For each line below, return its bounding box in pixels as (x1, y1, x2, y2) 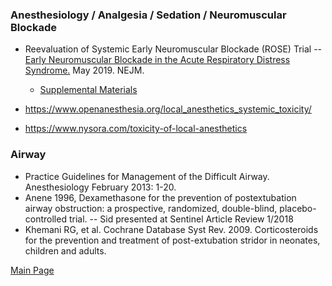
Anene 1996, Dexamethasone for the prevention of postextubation (24, 191, 297, 203)
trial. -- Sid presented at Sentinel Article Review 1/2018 (68, 213, 294, 225)
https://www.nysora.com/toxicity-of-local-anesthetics (24, 123, 248, 135)
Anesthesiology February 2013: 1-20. (24, 181, 177, 193)
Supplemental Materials (39, 84, 138, 96)
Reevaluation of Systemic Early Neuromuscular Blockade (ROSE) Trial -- (24, 43, 323, 55)
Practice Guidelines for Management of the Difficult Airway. (24, 170, 270, 182)
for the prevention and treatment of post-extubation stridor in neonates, (24, 234, 321, 246)
